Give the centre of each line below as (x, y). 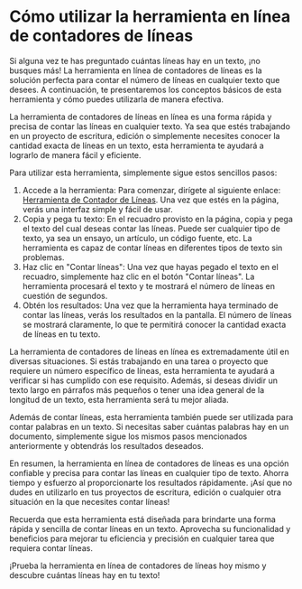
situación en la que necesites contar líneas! (90, 501)
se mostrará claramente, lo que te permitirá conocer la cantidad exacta (154, 324)
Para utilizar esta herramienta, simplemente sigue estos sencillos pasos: (143, 173)
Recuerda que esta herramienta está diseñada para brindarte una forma (143, 519)
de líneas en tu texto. (61, 334)
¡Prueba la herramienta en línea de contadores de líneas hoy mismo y (138, 566)
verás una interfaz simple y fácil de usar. (97, 209)
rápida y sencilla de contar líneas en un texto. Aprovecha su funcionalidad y (150, 528)
